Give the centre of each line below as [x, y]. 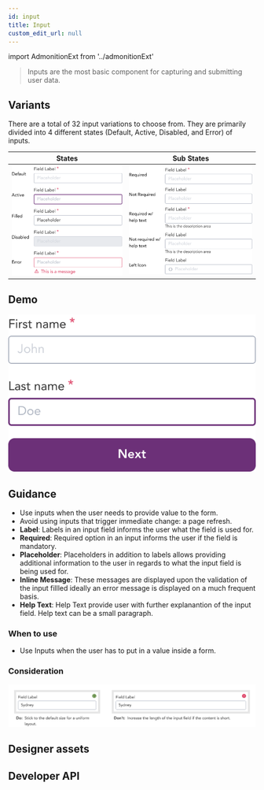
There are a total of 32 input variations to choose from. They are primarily [127, 124]
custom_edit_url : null [45, 33]
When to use [33, 633]
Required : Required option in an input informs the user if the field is [128, 538]
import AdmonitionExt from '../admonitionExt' [81, 57]
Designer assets [49, 749]
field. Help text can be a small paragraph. [86, 613]
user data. [44, 80]
